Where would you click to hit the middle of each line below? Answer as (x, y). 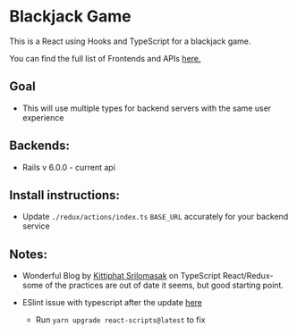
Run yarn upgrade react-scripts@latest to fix (120, 320)
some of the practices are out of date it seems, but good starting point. (153, 285)
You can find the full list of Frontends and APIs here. (105, 58)
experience (43, 117)
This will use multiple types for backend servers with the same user (147, 108)
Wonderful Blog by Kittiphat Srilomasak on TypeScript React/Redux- (148, 276)
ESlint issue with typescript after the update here (112, 303)
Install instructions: (65, 195)
